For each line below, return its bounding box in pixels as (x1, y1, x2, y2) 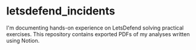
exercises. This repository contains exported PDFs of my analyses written (6, 30, 190, 37)
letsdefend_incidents (6, 4, 116, 18)
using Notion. (6, 37, 40, 44)
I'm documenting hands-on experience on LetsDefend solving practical (6, 24, 184, 31)
